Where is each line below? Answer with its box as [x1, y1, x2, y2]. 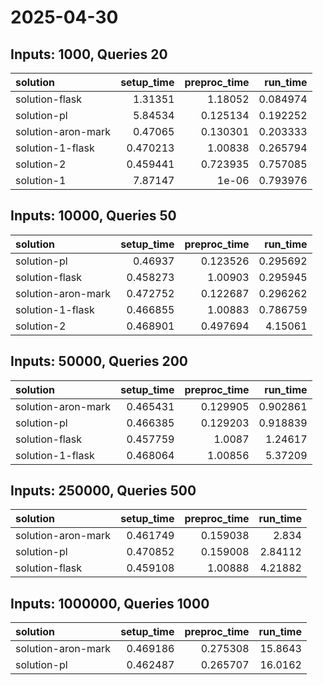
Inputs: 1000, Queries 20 [10, 46, 168, 63]
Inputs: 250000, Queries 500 [10, 482, 197, 500]
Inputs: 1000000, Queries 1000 [10, 595, 210, 612]
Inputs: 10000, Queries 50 [10, 207, 177, 225]
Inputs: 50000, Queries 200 [10, 353, 189, 370]
